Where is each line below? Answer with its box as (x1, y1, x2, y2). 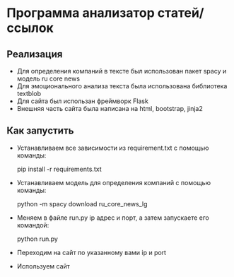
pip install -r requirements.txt (16, 165, 102, 173)
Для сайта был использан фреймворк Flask (16, 97, 149, 105)
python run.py (16, 235, 58, 243)
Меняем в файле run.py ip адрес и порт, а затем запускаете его (16, 213, 209, 222)
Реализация (6, 48, 63, 60)
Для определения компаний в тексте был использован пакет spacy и (16, 67, 227, 75)
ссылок (6, 20, 54, 36)
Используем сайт (16, 261, 70, 270)
